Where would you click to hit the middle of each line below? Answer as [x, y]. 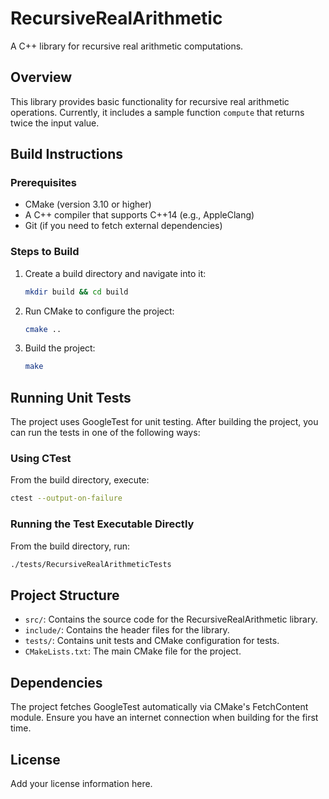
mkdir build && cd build [76, 292]
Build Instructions [67, 154]
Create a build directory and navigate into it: [115, 273]
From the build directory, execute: [80, 480]
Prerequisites [43, 183]
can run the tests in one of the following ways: [105, 433]
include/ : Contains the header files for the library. [127, 630]
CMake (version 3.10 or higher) [88, 204]
